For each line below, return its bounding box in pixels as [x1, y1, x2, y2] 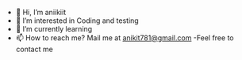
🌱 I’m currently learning [15, 24, 93, 33]
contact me [15, 44, 53, 54]
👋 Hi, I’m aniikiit [15, 8, 66, 17]
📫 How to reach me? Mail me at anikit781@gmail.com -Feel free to [15, 33, 234, 43]
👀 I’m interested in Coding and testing [15, 16, 139, 25]
